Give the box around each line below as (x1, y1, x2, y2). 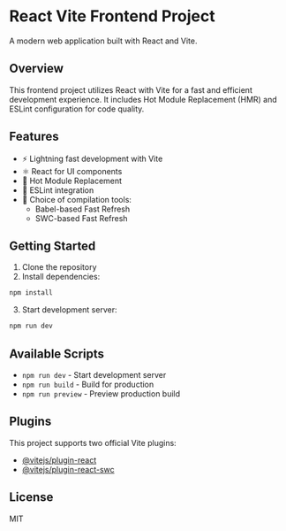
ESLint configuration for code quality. (9, 104, 145, 114)
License (9, 489, 54, 505)
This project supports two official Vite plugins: (9, 437, 177, 448)
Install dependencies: (21, 272, 101, 282)
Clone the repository (21, 262, 97, 273)
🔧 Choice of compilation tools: (21, 194, 132, 204)
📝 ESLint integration (21, 184, 94, 196)
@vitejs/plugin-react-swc (21, 464, 115, 474)
